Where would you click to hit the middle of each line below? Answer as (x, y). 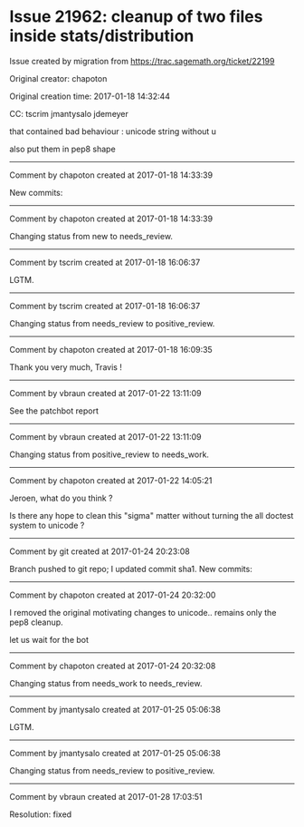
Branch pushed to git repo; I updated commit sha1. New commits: (131, 569)
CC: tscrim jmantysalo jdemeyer (69, 113)
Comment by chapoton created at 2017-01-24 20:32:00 (113, 595)
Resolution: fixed (41, 814)
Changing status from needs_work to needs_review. (106, 683)
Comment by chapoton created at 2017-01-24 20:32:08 (113, 666)
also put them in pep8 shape (62, 149)
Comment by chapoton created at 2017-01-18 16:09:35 (111, 349)
